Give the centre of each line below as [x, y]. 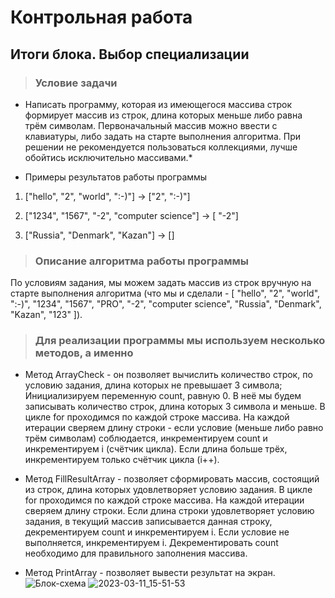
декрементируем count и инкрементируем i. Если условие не [157, 532]
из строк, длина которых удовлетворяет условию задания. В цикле [168, 490]
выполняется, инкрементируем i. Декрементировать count [151, 543]
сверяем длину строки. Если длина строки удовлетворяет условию [169, 511]
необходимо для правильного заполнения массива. [136, 553]
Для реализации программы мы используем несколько [180, 341]
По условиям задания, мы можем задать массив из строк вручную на [161, 283]
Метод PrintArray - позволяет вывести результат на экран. [150, 573]
